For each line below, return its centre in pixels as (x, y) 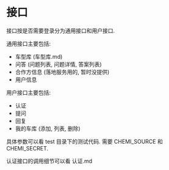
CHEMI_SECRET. (27, 148)
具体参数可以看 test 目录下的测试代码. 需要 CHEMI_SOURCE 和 (84, 141)
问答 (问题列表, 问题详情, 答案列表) (58, 64)
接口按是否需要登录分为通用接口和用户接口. (61, 31)
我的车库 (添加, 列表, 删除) (48, 128)
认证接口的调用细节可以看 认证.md (49, 161)
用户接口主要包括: (29, 92)
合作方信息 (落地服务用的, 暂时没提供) (62, 72)
